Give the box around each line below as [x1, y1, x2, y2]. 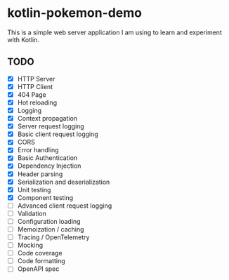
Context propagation [17, 114, 78, 123]
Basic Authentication [17, 154, 78, 162]
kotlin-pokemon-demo [7, 5, 143, 21]
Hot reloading [17, 98, 58, 107]
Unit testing [17, 185, 51, 194]
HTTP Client [17, 82, 53, 91]
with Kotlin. [7, 35, 40, 44]
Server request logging [17, 122, 84, 131]
